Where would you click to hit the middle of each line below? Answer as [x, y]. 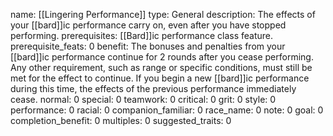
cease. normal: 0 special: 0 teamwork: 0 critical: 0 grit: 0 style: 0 [143, 99]
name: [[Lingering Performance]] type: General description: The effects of [163, 14]
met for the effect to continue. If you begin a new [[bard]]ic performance [160, 78]
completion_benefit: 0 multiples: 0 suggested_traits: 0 [121, 120]
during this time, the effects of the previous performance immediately [153, 88]
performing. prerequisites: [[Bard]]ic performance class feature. [142, 35]
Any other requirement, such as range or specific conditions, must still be [161, 67]
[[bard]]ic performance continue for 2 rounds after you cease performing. [162, 57]
